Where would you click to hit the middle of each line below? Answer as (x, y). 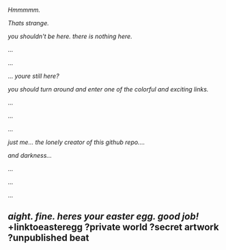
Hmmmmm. (24, 10)
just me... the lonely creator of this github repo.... (76, 142)
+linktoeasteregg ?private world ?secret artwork (113, 227)
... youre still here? (34, 76)
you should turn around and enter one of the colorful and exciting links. (108, 89)
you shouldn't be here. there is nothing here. (70, 36)
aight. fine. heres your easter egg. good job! (103, 217)
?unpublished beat (48, 238)
